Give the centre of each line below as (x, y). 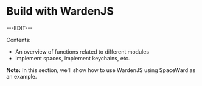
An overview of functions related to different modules (82, 52)
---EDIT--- (19, 28)
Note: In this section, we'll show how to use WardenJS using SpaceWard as (101, 70)
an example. (22, 76)
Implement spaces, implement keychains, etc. (72, 58)
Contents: (19, 40)
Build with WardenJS (60, 11)
